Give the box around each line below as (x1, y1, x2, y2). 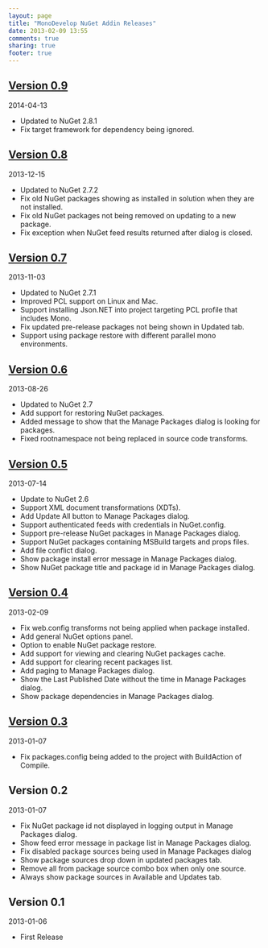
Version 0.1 (8, 895, 65, 909)
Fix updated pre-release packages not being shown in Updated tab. (19, 322, 245, 332)
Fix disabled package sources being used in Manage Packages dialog (19, 847, 252, 856)
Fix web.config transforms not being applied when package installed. (19, 623, 249, 632)
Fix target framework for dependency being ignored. (19, 124, 195, 134)
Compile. (19, 760, 51, 770)
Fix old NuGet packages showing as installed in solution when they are (19, 193, 255, 203)
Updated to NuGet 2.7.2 (19, 184, 99, 194)
